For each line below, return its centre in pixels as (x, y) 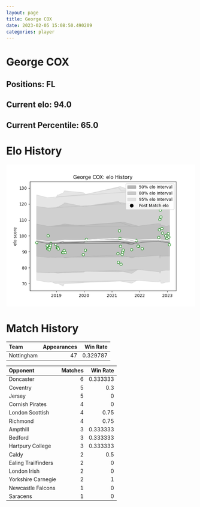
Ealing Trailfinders (31, 463)
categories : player (31, 32)
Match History (43, 328)
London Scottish (29, 413)
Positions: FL (31, 84)
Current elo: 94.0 (39, 105)
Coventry (20, 387)
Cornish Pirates (28, 404)
